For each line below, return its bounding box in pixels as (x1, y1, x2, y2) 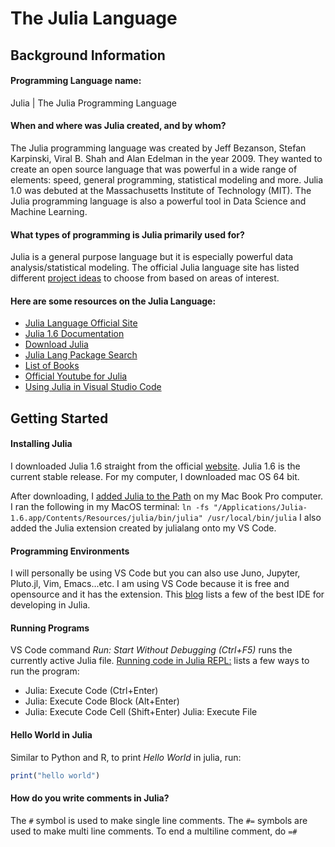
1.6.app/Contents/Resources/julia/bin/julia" (10, 513, 203, 523)
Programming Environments (10, 545, 130, 557)
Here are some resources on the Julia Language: (10, 295, 217, 307)
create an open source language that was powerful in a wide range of (10, 163, 298, 175)
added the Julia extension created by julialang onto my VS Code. (10, 522, 277, 534)
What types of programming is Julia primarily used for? (10, 228, 245, 241)
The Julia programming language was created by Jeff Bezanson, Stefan (10, 142, 307, 154)
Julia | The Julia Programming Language (10, 97, 178, 109)
